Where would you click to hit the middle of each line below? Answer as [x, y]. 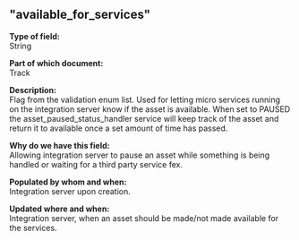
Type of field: [34, 36]
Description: [33, 90]
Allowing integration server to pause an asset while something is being [140, 155]
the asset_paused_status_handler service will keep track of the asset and [144, 118]
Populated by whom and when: [68, 182]
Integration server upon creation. [70, 191]
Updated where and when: [60, 209]
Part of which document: [56, 63]
